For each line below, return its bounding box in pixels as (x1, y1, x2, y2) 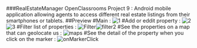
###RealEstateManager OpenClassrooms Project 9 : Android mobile (6, 5, 171, 12)
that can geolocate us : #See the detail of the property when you (6, 29, 184, 36)
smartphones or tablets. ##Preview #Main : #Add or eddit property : (6, 17, 181, 24)
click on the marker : (6, 36, 56, 42)
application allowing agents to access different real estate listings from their (6, 11, 191, 18)
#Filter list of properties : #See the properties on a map (17, 23, 190, 30)
